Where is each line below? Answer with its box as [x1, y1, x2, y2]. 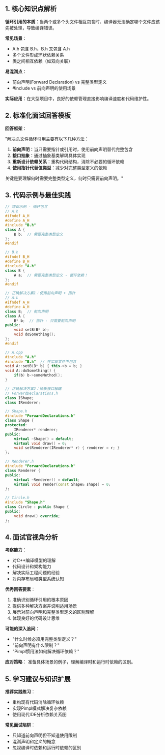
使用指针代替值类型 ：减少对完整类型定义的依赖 [12, 164, 107, 171]
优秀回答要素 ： [5, 586, 35, 592]
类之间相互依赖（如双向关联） [12, 58, 73, 64]
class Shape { [5, 418, 34, 423]
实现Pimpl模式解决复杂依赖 [12, 705, 67, 711]
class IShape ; [5, 395, 34, 400]
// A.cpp [5, 350, 23, 355]
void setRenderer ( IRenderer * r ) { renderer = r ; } [14, 445, 120, 450]
